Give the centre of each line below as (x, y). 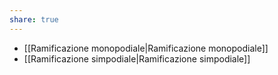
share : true (34, 19)
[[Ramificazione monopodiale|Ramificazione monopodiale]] (146, 48)
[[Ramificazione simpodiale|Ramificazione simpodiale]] (137, 58)
